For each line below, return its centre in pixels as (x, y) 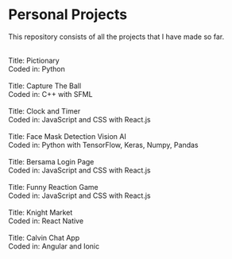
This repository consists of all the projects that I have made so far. (116, 37)
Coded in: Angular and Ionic (54, 246)
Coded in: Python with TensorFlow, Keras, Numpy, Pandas (103, 145)
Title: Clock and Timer (44, 111)
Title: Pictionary (34, 60)
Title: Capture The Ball (45, 86)
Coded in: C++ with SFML (50, 94)
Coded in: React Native (46, 221)
